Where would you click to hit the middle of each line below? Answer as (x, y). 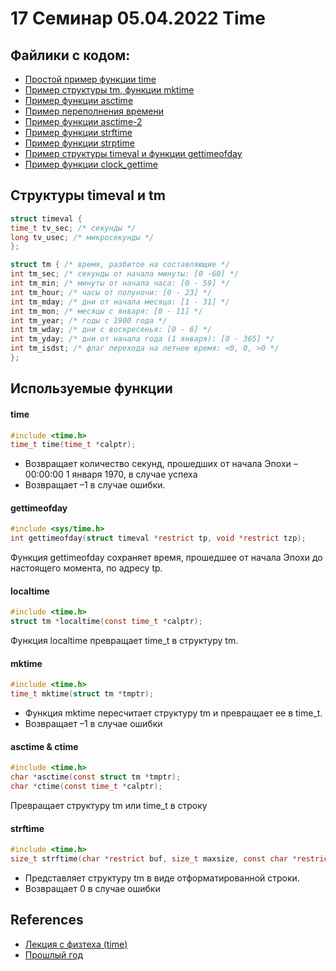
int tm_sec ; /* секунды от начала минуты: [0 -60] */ (125, 274)
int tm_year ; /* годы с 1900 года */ (89, 320)
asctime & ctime (44, 746)
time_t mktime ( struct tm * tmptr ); (82, 694)
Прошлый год (54, 954)
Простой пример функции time (90, 79)
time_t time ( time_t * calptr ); (73, 445)
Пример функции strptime (79, 143)
